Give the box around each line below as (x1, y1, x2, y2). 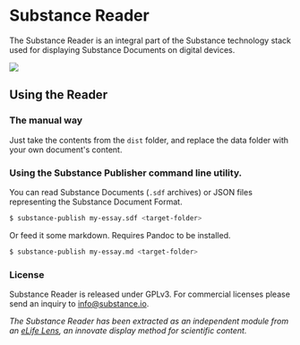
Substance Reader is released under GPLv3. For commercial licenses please (9, 289, 291, 299)
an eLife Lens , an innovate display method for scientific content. (9, 324, 247, 336)
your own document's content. (9, 144, 123, 155)
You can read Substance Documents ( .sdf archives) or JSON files (9, 186, 253, 197)
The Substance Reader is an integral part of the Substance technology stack (9, 35, 291, 46)
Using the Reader (9, 87, 108, 103)
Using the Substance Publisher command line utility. (9, 167, 243, 179)
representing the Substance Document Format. (9, 196, 183, 207)
